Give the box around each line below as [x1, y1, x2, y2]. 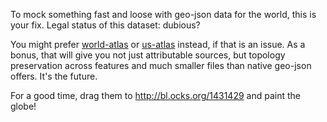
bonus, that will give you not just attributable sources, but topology [10, 49, 286, 61]
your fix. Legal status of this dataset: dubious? [10, 19, 201, 31]
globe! [10, 100, 37, 112]
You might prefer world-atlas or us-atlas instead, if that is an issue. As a [10, 39, 306, 50]
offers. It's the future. [10, 70, 98, 82]
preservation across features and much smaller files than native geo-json [10, 60, 312, 71]
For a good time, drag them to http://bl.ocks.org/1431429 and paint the [10, 90, 301, 101]
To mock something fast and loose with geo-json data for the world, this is [10, 9, 317, 20]
